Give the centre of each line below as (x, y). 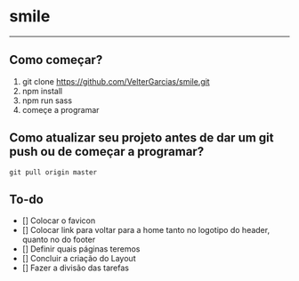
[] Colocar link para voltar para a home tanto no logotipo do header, (145, 230)
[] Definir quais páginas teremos (81, 249)
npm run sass (47, 100)
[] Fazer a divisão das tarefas (75, 268)
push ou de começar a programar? (107, 152)
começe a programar (61, 109)
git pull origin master (53, 172)
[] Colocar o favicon (59, 221)
